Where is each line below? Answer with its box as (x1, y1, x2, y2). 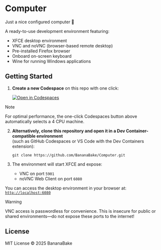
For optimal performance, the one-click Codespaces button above (5, 113, 137, 119)
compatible (12, 133, 36, 139)
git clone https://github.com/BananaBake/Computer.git (12, 153, 126, 157)
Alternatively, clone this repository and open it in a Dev (12, 128, 125, 134)
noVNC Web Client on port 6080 (19, 175, 82, 182)
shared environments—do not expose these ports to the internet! (5, 213, 135, 219)
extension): (12, 143, 35, 149)
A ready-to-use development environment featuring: (5, 28, 110, 34)
